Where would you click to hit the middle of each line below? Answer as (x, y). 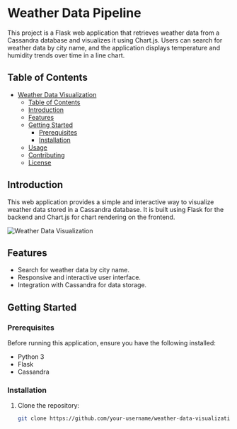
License (40, 162)
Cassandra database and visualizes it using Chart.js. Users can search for (115, 40)
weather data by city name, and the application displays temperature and (114, 48)
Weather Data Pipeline (74, 13)
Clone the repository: (48, 406)
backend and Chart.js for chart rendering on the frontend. (91, 217)
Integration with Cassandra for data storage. (82, 285)
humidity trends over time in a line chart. (66, 55)
